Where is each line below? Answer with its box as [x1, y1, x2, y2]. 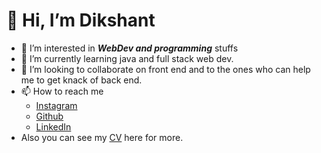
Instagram [35, 99, 78, 111]
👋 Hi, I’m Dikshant [6, 9, 156, 32]
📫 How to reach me [20, 85, 104, 97]
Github [35, 110, 64, 122]
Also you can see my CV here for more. [20, 131, 184, 143]
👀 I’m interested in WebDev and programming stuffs [20, 42, 239, 54]
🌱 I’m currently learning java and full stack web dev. [20, 52, 234, 64]
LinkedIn [35, 120, 72, 133]
